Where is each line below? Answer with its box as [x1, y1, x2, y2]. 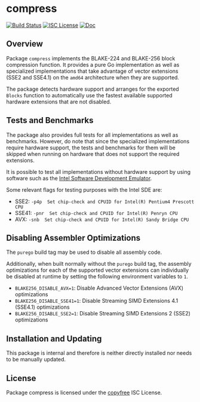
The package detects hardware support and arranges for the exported [6, 85, 179, 93]
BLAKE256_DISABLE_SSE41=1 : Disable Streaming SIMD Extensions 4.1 [14, 297, 179, 305]
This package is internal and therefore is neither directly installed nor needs [6, 349, 192, 357]
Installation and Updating [6, 333, 102, 343]
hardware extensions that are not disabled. [6, 98, 112, 105]
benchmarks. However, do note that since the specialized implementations [6, 137, 190, 145]
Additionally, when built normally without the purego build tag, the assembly [6, 260, 192, 268]
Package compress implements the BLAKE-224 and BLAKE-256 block [6, 54, 176, 62]
